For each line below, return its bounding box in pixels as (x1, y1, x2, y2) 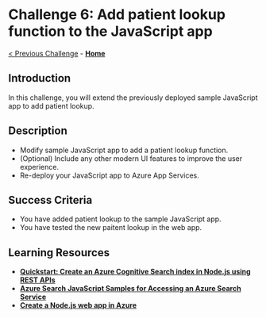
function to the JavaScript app (8, 22, 213, 40)
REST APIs (19, 275, 56, 285)
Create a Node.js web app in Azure (19, 301, 137, 310)
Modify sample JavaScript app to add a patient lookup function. (19, 145, 229, 155)
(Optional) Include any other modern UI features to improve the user (19, 153, 243, 163)
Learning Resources (8, 246, 110, 259)
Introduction (8, 71, 71, 85)
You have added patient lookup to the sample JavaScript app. (19, 214, 222, 224)
